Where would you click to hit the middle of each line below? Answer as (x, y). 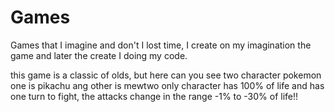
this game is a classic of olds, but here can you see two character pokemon (166, 75)
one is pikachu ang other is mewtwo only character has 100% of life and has (167, 85)
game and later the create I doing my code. (99, 55)
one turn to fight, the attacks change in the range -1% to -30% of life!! (154, 96)
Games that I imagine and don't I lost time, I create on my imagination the (161, 45)
